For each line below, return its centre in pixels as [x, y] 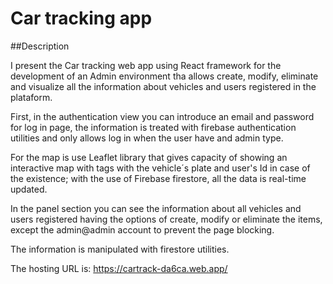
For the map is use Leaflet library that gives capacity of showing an [149, 157]
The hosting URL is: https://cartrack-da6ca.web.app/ [119, 268]
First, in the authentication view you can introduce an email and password [162, 116]
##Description [40, 46]
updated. [29, 189]
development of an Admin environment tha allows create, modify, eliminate [164, 76]
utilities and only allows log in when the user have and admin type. [147, 138]
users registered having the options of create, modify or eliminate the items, [166, 219]
